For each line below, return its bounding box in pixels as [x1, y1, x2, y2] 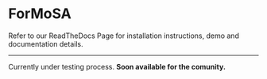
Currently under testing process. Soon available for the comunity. [8, 62, 226, 71]
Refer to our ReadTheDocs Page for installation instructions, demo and [8, 31, 240, 40]
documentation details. [8, 39, 83, 48]
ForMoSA [8, 5, 72, 23]
